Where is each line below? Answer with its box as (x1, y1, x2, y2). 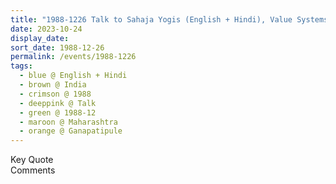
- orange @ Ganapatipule (19, 126, 123, 136)
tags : (10, 61, 33, 71)
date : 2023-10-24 (10, 24, 83, 34)
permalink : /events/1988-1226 (10, 52, 137, 62)
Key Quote (10, 154, 54, 166)
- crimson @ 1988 (19, 89, 92, 99)
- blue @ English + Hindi (19, 71, 128, 81)
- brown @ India (19, 80, 87, 90)
